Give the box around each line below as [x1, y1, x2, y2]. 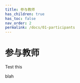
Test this [5, 64, 22, 70]
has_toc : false [5, 16, 36, 21]
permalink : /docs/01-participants [5, 25, 76, 30]
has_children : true [5, 12, 45, 17]
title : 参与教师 [5, 7, 35, 12]
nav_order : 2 [5, 20, 32, 26]
